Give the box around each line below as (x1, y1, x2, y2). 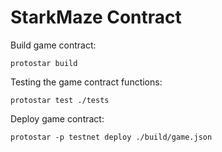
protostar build (10, 58, 78, 68)
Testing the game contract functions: (10, 76, 163, 88)
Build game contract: (10, 39, 97, 51)
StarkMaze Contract (10, 6, 182, 29)
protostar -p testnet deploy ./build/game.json (10, 132, 213, 142)
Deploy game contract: (10, 112, 105, 125)
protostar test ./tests (10, 95, 110, 105)
